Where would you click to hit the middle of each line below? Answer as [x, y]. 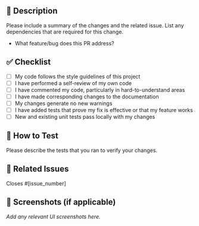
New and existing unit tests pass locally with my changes [85, 117]
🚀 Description [32, 11]
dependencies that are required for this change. [65, 32]
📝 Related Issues [38, 169]
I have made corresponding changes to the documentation [87, 97]
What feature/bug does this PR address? [64, 43]
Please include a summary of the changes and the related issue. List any [95, 25]
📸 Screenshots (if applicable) [61, 202]
